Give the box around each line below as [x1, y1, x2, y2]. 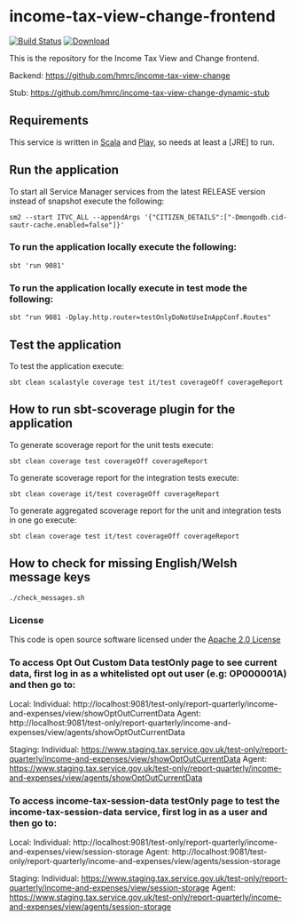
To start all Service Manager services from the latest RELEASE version [9, 186, 266, 196]
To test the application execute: [9, 360, 124, 371]
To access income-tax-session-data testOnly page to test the [9, 795, 281, 807]
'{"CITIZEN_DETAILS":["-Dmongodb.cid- [144, 212, 288, 221]
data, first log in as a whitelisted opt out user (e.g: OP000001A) [9, 667, 287, 679]
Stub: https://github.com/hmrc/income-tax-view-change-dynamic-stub [9, 87, 270, 98]
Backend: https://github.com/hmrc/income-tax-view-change [9, 69, 231, 81]
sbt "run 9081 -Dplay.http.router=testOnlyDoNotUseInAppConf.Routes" [9, 313, 272, 322]
